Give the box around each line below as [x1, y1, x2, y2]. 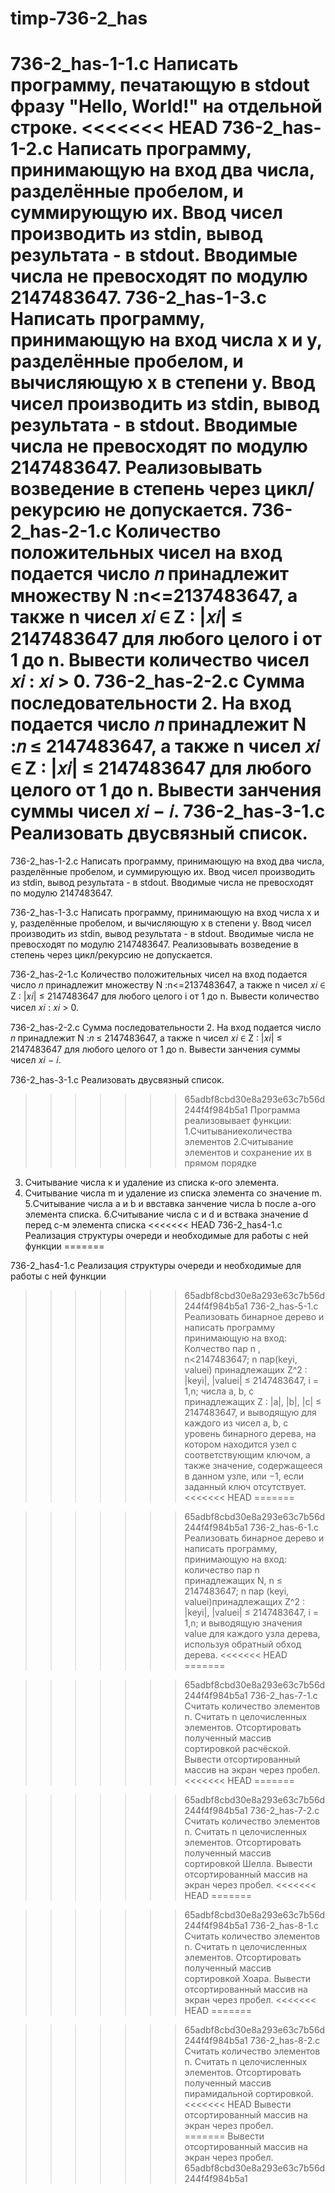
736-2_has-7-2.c [249, 1805, 320, 1817]
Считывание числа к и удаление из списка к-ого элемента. [24, 1177, 280, 1189]
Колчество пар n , [184, 1343, 261, 1355]
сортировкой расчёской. [184, 1743, 291, 1755]
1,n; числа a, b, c [184, 1385, 255, 1397]
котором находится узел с [184, 1438, 297, 1451]
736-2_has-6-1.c [249, 1522, 319, 1534]
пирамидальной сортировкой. [184, 2088, 314, 2100]
